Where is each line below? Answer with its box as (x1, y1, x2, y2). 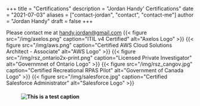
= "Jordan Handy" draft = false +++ (6, 18, 93, 24)
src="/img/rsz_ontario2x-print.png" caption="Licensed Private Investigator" (6, 54, 192, 61)
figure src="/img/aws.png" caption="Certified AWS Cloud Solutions (6, 41, 173, 49)
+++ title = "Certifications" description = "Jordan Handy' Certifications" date (6, 5, 194, 12)
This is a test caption (27, 93, 80, 100)
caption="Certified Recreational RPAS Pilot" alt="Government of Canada (6, 67, 184, 73)
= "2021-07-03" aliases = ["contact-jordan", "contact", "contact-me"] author (6, 11, 194, 18)
